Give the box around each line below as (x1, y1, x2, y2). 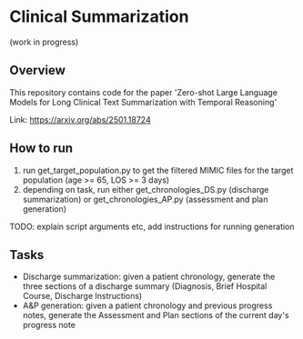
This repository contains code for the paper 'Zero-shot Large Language (9, 86, 278, 97)
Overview (9, 63, 66, 78)
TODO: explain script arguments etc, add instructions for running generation (9, 221, 295, 232)
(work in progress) (9, 36, 79, 47)
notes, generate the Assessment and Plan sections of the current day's (22, 310, 289, 321)
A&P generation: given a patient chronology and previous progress (22, 300, 273, 311)
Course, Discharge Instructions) (22, 291, 143, 302)
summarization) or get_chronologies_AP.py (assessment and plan (22, 194, 268, 204)
